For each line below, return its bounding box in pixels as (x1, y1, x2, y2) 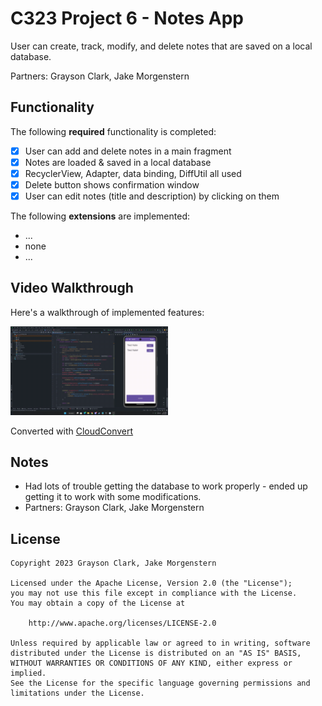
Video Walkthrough (10, 280, 134, 297)
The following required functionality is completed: (10, 125, 217, 137)
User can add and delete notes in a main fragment (24, 145, 232, 157)
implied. (10, 668, 47, 679)
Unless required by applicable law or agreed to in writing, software (10, 638, 311, 649)
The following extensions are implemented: (10, 210, 190, 222)
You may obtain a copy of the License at (10, 598, 186, 609)
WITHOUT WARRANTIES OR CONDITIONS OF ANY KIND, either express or (10, 658, 293, 669)
